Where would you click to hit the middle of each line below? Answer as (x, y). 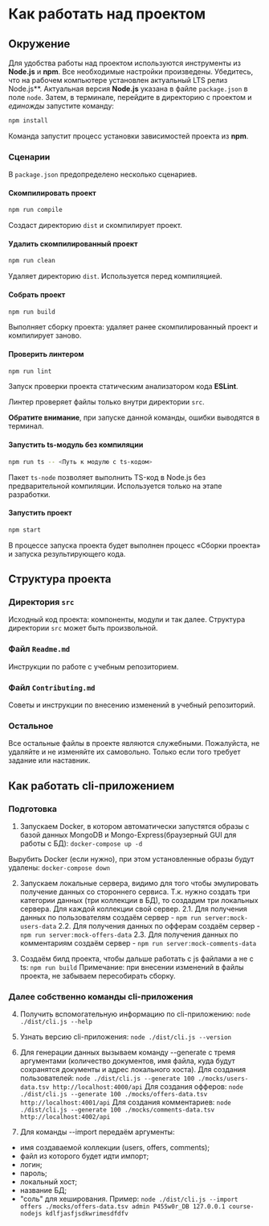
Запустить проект (40, 513)
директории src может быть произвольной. (83, 628)
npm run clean (32, 261)
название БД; (43, 1191)
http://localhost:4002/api (65, 1117)
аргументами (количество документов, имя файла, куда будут (127, 1061)
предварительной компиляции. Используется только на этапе (115, 486)
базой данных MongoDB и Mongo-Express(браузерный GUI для (128, 835)
